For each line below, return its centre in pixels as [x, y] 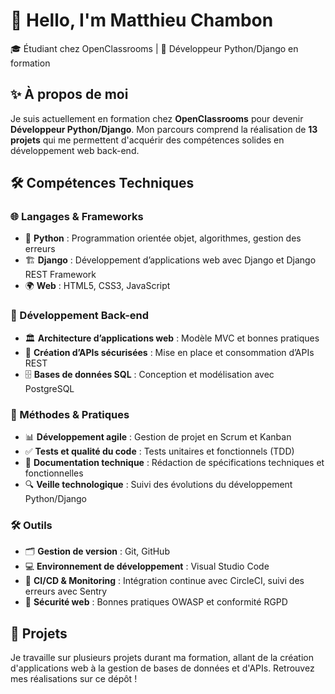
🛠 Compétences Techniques [102, 183]
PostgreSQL [49, 388]
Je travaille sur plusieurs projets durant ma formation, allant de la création [162, 658]
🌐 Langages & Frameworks [77, 217]
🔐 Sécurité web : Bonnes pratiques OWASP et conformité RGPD [156, 602]
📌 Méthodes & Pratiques [70, 414]
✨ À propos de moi [69, 94]
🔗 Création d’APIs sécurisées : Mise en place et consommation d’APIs [169, 352]
